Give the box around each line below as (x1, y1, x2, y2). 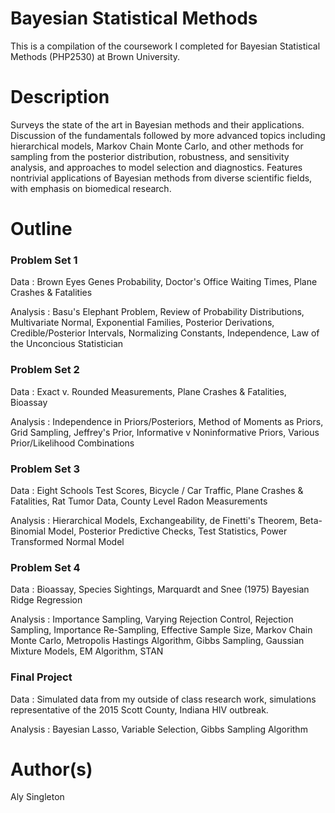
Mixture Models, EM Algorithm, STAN (10, 645, 164, 657)
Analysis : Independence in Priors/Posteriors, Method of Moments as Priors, (10, 415, 324, 427)
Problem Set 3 (10, 462, 81, 476)
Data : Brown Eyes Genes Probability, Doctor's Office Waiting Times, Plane (10, 276, 318, 288)
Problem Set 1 (10, 253, 78, 267)
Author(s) (10, 758, 93, 781)
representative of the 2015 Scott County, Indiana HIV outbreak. (10, 703, 269, 716)
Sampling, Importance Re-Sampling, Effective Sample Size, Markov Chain (10, 624, 313, 636)
